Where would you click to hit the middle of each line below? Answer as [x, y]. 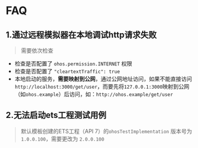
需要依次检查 [37, 50]
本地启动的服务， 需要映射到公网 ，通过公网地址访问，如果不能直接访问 [103, 79]
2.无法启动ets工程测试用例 [56, 115]
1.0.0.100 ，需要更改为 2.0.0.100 [63, 139]
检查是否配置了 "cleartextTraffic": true [67, 71]
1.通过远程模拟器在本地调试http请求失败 [81, 35]
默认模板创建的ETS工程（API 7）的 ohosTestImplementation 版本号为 [106, 131]
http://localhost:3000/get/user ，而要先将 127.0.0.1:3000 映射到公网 [102, 87]
